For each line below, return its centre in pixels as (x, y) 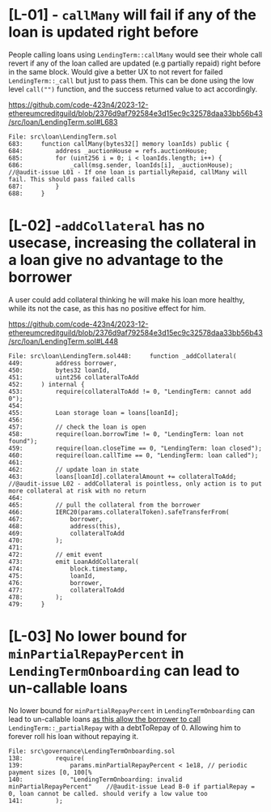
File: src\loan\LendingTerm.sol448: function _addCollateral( (123, 356)
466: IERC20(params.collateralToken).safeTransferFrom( (119, 512)
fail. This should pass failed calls (72, 179)
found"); (23, 441)
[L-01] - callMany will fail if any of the (133, 15)
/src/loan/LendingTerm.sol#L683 (63, 122)
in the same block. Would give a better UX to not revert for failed (116, 71)
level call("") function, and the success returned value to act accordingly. (133, 89)
